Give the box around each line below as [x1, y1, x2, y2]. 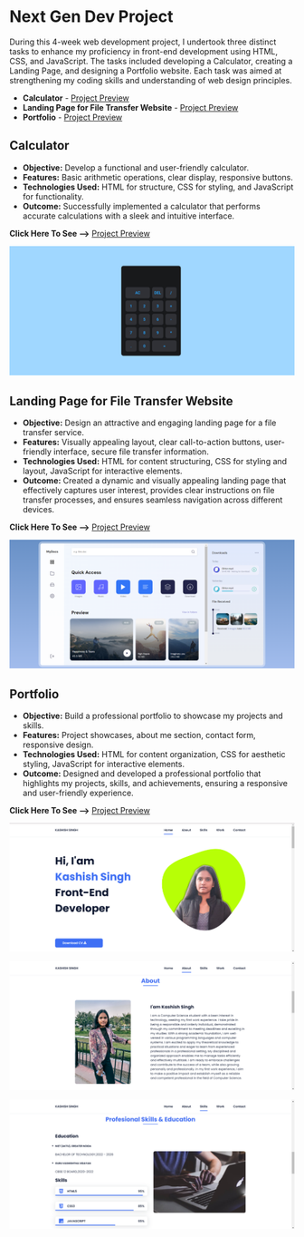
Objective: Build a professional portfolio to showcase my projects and [22, 710, 283, 722]
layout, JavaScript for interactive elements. [22, 465, 183, 476]
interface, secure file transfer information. [53, 446, 210, 457]
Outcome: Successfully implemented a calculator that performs [22, 200, 261, 211]
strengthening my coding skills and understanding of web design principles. [9, 74, 292, 85]
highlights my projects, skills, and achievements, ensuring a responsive [22, 778, 288, 789]
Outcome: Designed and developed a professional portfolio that [22, 768, 261, 779]
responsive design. [22, 739, 94, 750]
